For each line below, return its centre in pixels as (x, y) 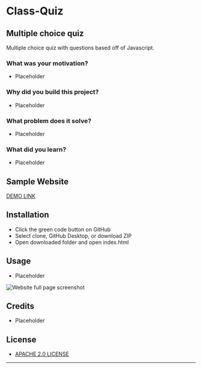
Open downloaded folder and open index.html (72, 242)
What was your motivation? (47, 63)
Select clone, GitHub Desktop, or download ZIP (73, 235)
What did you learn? (36, 149)
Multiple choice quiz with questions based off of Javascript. (80, 48)
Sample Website (38, 181)
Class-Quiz (35, 11)
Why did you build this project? (53, 92)
